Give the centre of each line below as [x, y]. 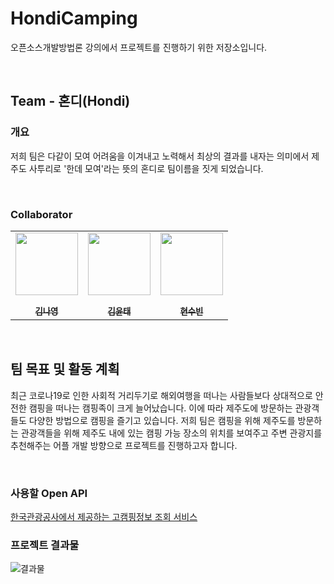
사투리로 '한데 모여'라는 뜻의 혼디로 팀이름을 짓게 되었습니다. [146, 168]
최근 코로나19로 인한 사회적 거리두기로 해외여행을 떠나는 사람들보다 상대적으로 [161, 395]
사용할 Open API [49, 493]
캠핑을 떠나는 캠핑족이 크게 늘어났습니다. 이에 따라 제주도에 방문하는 [160, 408]
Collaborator [41, 214]
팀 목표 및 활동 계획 [65, 369]
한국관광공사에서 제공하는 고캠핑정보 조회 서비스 [104, 517]
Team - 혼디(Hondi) [70, 101]
